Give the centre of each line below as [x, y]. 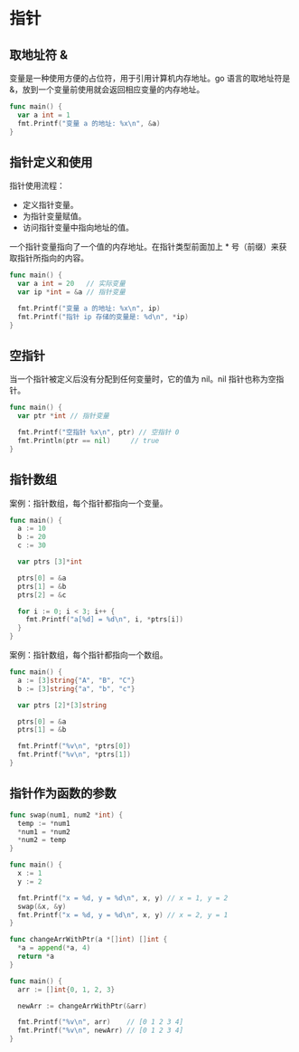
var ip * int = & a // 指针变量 [72, 292]
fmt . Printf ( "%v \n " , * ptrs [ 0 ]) [74, 746]
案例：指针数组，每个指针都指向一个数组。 [89, 655]
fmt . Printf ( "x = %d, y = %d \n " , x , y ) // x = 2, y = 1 [123, 915]
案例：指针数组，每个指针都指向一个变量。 [89, 503]
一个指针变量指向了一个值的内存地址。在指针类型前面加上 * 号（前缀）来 [144, 247]
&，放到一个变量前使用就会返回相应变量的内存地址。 [107, 90]
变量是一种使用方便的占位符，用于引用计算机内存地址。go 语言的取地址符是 [150, 78]
